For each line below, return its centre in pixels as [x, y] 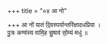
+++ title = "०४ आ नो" [37, 11]
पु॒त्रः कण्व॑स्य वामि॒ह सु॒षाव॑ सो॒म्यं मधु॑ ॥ [47, 32]
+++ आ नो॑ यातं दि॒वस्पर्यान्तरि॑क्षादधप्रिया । [54, 25]
